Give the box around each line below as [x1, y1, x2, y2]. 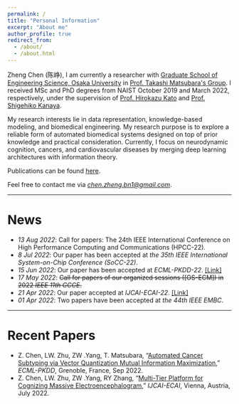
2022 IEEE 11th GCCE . [17, 280, 82, 289]
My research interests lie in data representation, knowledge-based [7, 115, 203, 123]
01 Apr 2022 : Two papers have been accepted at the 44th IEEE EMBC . [17, 296, 224, 304]
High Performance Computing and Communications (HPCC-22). [17, 243, 206, 251]
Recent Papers [7, 328, 96, 344]
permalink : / [7, 10, 46, 18]
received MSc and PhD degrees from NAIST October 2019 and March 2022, [7, 86, 230, 95]
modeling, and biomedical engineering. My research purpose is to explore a [7, 122, 230, 131]
